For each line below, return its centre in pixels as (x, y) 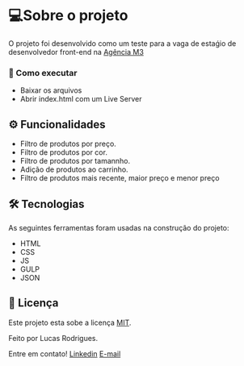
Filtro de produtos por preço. (68, 144)
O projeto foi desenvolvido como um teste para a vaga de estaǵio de (122, 43)
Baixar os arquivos (51, 90)
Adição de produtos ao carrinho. (74, 169)
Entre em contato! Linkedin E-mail (65, 354)
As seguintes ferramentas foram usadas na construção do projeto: (119, 227)
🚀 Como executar (43, 73)
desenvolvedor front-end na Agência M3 (76, 52)
